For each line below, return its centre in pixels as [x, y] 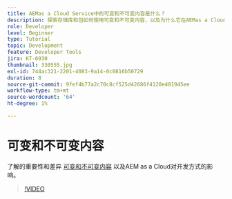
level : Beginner [30, 33]
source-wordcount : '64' [41, 97]
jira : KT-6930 [28, 59]
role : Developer [30, 26]
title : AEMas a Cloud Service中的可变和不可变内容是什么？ [86, 13]
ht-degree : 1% [28, 104]
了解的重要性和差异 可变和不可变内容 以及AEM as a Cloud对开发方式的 [107, 166]
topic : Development [35, 46]
